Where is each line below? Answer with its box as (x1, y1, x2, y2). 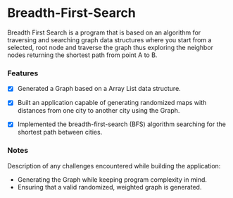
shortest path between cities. (17, 128, 103, 137)
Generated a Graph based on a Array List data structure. (17, 85, 181, 93)
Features (7, 68, 39, 78)
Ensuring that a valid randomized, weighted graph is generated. (17, 182, 202, 191)
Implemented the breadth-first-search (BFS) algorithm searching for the (17, 120, 227, 128)
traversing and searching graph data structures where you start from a (7, 35, 212, 44)
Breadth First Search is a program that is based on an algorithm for (7, 28, 201, 37)
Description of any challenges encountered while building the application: (7, 161, 221, 170)
